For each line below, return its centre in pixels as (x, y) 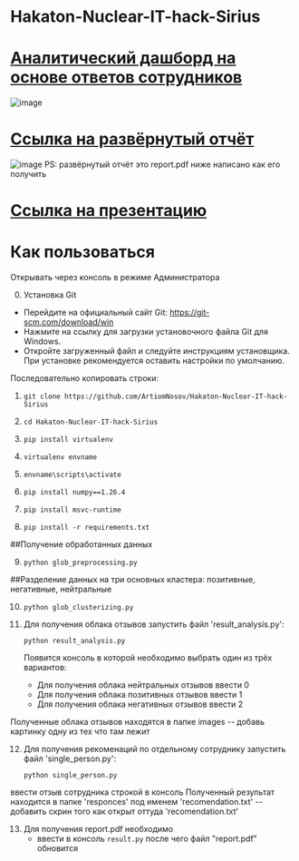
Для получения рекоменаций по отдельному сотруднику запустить (154, 749)
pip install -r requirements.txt (87, 528)
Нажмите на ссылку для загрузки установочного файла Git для (145, 332)
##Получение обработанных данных (82, 544)
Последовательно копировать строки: (85, 378)
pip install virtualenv (68, 440)
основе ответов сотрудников (126, 78)
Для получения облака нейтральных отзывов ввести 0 (143, 685)
